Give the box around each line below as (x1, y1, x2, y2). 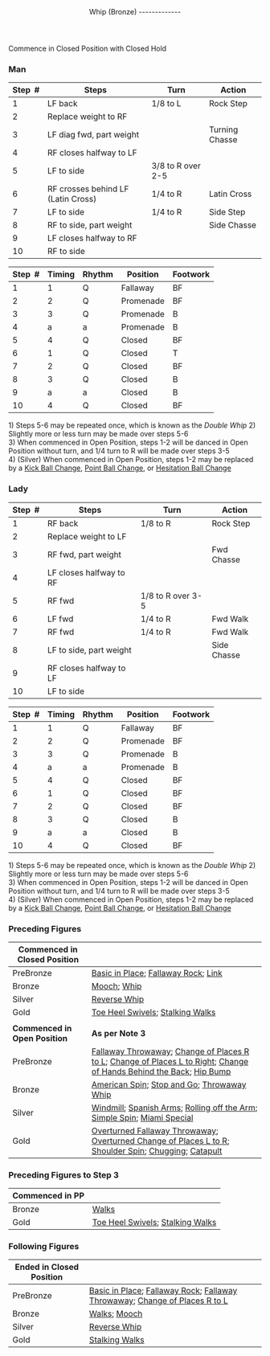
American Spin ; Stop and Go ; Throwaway (91, 1079, 247, 1090)
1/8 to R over (140, 590, 190, 601)
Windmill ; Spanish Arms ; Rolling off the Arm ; (91, 1102, 258, 1113)
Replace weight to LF (47, 531, 127, 542)
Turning (208, 124, 239, 135)
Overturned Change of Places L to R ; (91, 1135, 230, 1146)
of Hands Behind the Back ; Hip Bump (91, 1066, 231, 1077)
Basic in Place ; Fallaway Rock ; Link (91, 967, 223, 978)
